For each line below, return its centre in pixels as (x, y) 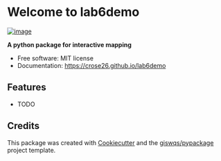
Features (27, 87)
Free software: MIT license (55, 58)
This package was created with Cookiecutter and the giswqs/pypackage (110, 142)
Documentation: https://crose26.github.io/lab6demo (91, 65)
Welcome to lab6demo (73, 12)
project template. (32, 150)
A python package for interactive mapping (69, 44)
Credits (24, 126)
